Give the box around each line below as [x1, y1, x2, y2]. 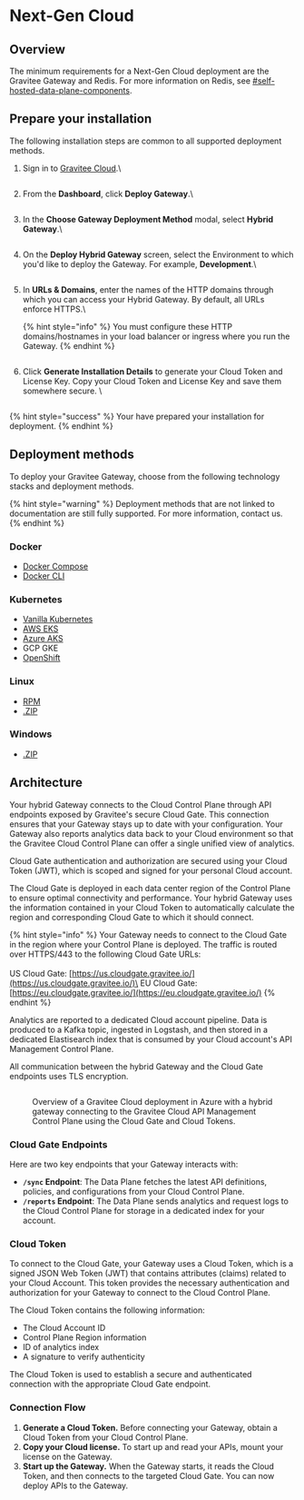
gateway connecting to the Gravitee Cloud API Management [32, 1106, 257, 1117]
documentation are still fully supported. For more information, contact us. [9, 508, 283, 519]
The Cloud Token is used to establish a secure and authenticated [9, 1369, 252, 1380]
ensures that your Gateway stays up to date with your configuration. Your [9, 819, 283, 829]
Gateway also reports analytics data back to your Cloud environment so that [9, 828, 294, 839]
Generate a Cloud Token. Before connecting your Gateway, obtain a [22, 1422, 279, 1433]
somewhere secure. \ [22, 385, 103, 396]
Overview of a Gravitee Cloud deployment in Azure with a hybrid [32, 1096, 273, 1107]
